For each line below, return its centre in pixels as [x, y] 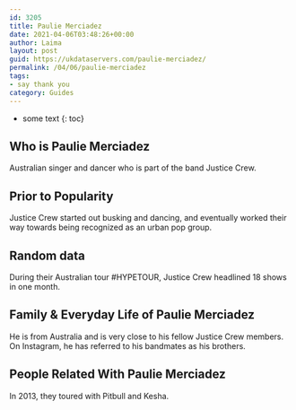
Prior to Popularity [61, 196]
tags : [19, 76]
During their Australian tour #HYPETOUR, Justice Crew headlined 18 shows [148, 277]
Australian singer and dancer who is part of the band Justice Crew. [133, 168]
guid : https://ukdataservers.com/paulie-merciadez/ [108, 59]
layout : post [34, 51]
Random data [47, 255]
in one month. [35, 286]
